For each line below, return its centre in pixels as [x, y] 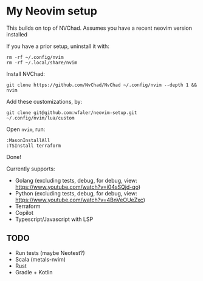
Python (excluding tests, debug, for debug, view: [76, 193]
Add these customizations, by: [44, 101]
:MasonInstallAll [28, 140]
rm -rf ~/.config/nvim [35, 57]
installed [17, 34]
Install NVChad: [26, 73]
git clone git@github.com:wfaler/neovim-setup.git [72, 113]
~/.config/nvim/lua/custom [40, 118]
